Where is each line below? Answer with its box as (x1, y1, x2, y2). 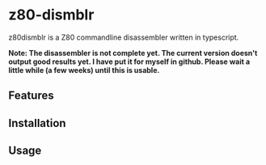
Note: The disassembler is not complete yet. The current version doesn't (8, 48, 258, 57)
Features (8, 89, 54, 103)
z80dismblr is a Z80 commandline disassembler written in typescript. (8, 32, 239, 42)
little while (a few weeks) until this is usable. (8, 65, 160, 74)
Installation (8, 116, 66, 130)
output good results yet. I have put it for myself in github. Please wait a (8, 57, 251, 66)
